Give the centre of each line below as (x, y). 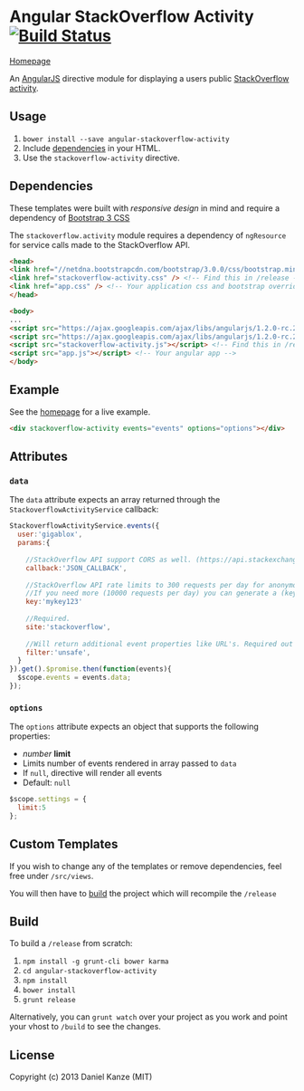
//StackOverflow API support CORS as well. (109, 560)
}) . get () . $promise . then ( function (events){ (90, 669)
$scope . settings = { (48, 799)
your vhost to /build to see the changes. (85, 1027)
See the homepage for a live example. (80, 412)
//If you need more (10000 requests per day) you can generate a (152, 593)
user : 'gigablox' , (50, 535)
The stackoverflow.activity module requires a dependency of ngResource (148, 235)
